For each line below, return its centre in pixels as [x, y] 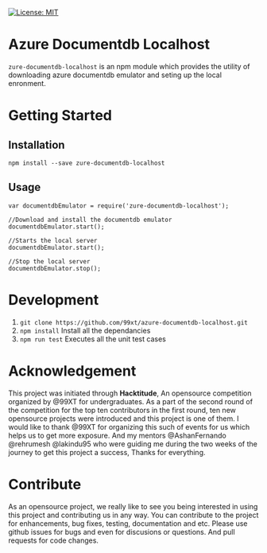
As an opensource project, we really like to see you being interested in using [133, 506]
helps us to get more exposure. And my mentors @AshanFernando [117, 435]
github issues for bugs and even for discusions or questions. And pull [122, 532]
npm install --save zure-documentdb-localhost [87, 163]
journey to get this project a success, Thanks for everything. [107, 452]
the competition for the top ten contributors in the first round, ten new [122, 410]
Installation [37, 144]
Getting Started [60, 116]
